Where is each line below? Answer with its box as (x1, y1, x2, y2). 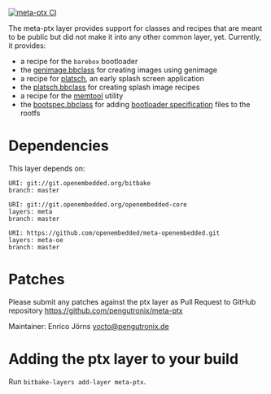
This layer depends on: (8, 163, 85, 173)
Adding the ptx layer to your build (8, 350, 238, 369)
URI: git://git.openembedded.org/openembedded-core (8, 200, 187, 209)
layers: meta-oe (8, 236, 63, 244)
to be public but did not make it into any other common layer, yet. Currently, (8, 32, 262, 41)
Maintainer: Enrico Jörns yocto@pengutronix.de (8, 321, 169, 331)
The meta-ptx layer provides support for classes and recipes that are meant (8, 24, 263, 32)
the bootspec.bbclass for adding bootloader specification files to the (20, 100, 251, 109)
